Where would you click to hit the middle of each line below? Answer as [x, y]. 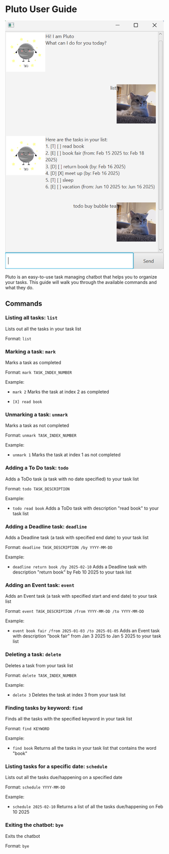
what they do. [19, 288]
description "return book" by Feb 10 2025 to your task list [72, 572]
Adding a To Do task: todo [37, 468]
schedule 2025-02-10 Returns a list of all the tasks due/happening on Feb [88, 807]
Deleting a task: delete [33, 655]
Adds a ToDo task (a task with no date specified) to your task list [72, 479]
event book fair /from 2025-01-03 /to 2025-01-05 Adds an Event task [86, 631]
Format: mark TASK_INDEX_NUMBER [38, 372]
